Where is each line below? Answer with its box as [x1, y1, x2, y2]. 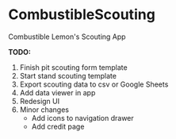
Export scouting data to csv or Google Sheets [19, 79, 169, 89]
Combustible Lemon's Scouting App [8, 32, 126, 41]
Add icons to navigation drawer [31, 113, 135, 122]
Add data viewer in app [19, 87, 96, 97]
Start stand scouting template [19, 71, 117, 80]
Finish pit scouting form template [19, 62, 128, 72]
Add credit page [31, 122, 85, 131]
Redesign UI [19, 96, 60, 106]
